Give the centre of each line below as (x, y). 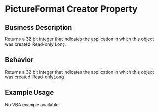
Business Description (39, 27)
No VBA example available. (32, 104)
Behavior (19, 60)
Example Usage (30, 93)
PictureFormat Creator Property (71, 9)
